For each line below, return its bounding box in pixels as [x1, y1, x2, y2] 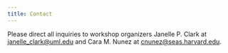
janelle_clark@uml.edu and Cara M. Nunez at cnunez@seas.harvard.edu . [7, 37, 222, 46]
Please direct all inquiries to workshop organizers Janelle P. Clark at [7, 30, 207, 38]
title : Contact [7, 10, 53, 18]
